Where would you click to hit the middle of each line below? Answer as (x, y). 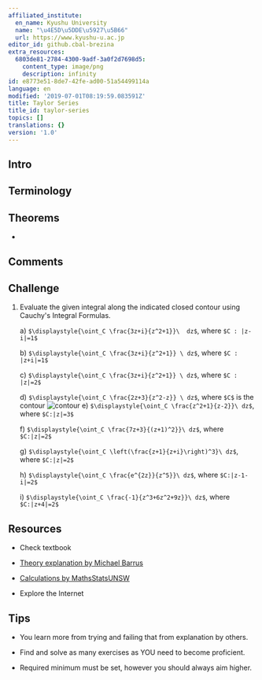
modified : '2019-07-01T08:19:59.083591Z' (77, 96)
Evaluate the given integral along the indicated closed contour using (130, 307)
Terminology (40, 191)
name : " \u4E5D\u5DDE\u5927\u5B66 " (72, 30)
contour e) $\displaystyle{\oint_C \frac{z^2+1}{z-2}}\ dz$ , (137, 405)
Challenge (34, 288)
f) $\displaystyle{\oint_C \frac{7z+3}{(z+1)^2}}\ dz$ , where (122, 429)
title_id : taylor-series (49, 111)
